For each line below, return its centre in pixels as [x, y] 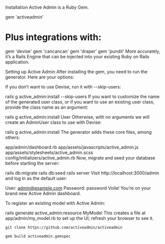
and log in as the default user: [36, 178]
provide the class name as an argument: [47, 107]
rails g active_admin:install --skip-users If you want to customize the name [82, 96]
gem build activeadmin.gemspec [38, 236]
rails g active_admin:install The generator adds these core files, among [78, 132]
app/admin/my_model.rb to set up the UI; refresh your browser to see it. [79, 218]
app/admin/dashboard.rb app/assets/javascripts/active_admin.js [72, 147]
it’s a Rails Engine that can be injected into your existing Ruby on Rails [77, 56]
